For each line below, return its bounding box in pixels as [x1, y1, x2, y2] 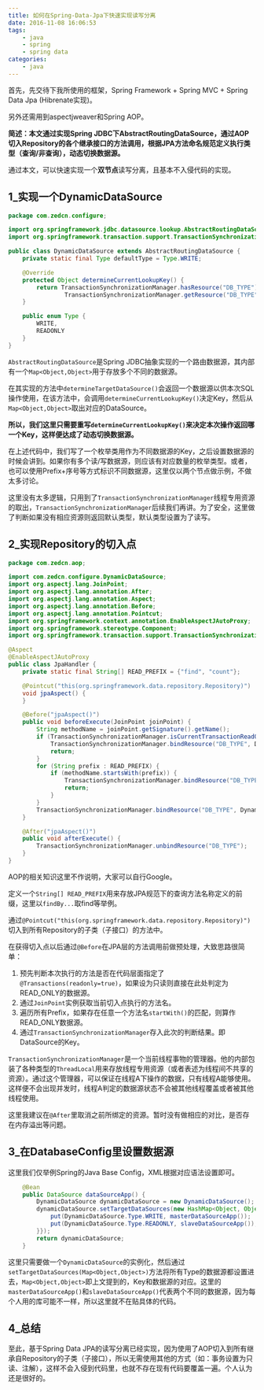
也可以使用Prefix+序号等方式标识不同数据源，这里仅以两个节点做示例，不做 [8, 466, 252, 475]
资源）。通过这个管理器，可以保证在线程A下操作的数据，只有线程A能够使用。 [8, 1074, 255, 1083]
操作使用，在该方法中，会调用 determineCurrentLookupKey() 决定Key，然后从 [8, 393, 253, 402]
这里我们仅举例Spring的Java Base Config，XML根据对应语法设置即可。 [8, 1167, 240, 1177]
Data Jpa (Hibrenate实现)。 [8, 95, 97, 105]
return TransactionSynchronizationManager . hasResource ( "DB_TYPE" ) [36, 283, 258, 291]
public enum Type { [22, 312, 86, 320]
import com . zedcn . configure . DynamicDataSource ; [8, 573, 167, 581]
